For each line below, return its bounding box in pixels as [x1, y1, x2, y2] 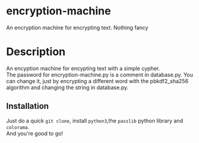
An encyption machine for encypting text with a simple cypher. [6, 65, 160, 72]
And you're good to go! [6, 130, 63, 137]
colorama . [6, 123, 30, 130]
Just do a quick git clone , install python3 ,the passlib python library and [6, 117, 183, 124]
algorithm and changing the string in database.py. [6, 84, 128, 91]
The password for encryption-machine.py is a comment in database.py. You [6, 71, 193, 78]
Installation [6, 101, 49, 111]
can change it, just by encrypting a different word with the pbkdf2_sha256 [6, 77, 189, 84]
